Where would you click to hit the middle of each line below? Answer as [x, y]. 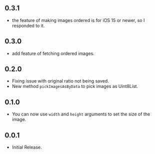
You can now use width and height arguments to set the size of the [81, 114]
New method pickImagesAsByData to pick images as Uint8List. [75, 86]
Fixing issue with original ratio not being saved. [60, 81]
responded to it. [28, 25]
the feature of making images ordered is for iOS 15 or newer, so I [78, 20]
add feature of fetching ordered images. [53, 53]
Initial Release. [27, 147]
